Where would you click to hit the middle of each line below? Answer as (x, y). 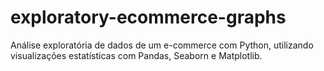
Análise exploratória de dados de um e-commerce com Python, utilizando (162, 45)
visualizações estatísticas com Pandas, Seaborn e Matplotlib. (136, 55)
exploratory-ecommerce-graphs (148, 17)
